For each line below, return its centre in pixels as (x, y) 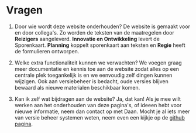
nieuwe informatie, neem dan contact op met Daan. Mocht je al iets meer (102, 111)
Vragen (24, 10)
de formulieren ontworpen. (47, 51)
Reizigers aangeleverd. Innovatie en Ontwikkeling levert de (87, 39)
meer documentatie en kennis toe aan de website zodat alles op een (97, 69)
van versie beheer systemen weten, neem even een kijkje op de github (100, 117)
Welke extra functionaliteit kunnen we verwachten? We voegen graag (98, 63)
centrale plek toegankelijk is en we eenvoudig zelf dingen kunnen (93, 75)
